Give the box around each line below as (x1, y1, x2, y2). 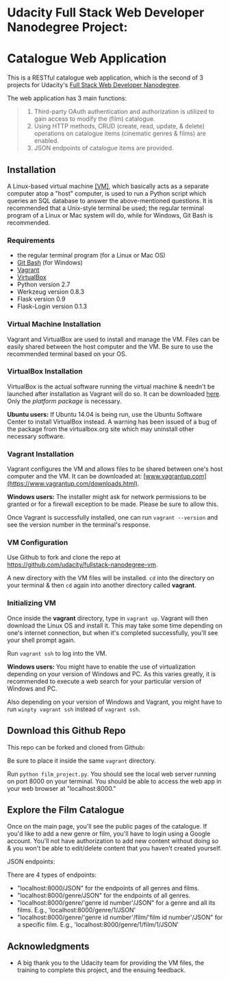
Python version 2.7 (16, 280, 71, 289)
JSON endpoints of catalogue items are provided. (34, 144, 174, 152)
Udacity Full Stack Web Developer (7, 5, 205, 21)
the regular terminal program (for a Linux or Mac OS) (16, 251, 166, 259)
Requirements (7, 235, 55, 245)
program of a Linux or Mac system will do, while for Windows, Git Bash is (7, 211, 214, 219)
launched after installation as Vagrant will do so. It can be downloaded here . (7, 389, 221, 397)
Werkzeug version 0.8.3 (16, 288, 84, 296)
